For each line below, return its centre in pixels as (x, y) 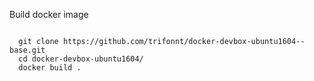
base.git (27, 50)
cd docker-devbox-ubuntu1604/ (81, 59)
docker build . (50, 68)
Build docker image (49, 14)
